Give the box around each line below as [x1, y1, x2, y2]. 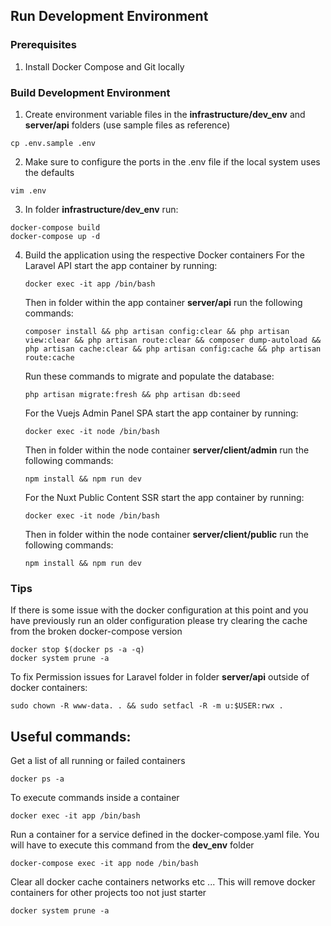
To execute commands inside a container [10, 792, 180, 804]
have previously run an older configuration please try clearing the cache [10, 615, 308, 627]
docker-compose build [10, 222, 101, 233]
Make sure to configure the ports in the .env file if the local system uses [24, 155, 321, 168]
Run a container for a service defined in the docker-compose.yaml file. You [10, 829, 320, 841]
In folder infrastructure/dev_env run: [24, 203, 179, 215]
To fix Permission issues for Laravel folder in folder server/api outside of [10, 671, 310, 683]
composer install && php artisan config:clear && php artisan [24, 326, 290, 336]
